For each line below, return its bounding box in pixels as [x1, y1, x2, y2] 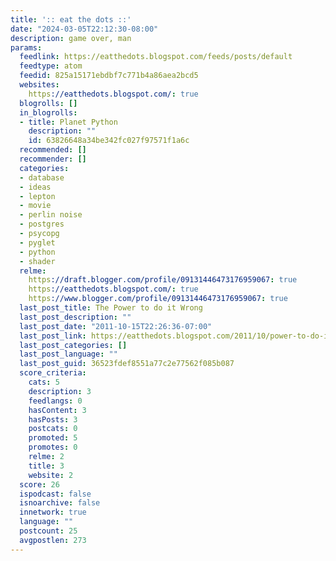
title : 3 [28, 461, 65, 471]
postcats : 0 [28, 424, 78, 434]
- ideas [19, 182, 52, 192]
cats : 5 [28, 377, 60, 387]
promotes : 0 [28, 442, 78, 453]
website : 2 [28, 470, 74, 480]
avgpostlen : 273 [19, 535, 87, 545]
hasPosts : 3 [28, 414, 78, 425]
